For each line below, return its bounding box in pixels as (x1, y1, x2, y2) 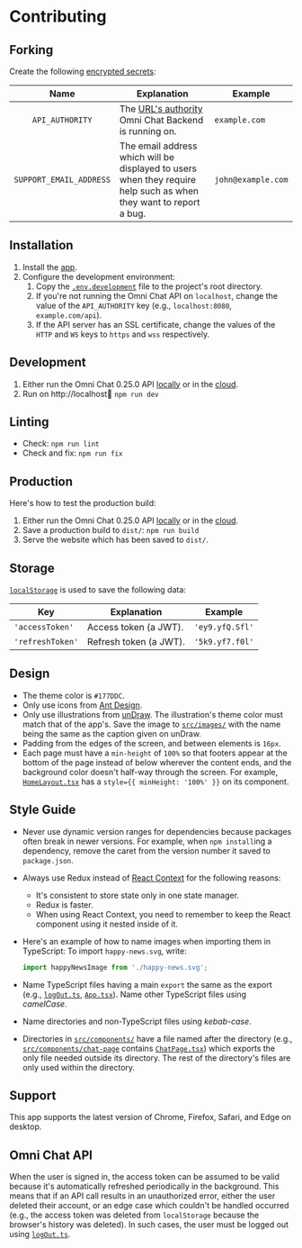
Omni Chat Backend (119, 114, 204, 126)
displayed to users (119, 162, 198, 175)
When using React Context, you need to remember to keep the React (35, 909, 291, 919)
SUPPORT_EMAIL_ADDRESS (13, 175, 111, 185)
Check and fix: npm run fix (22, 448, 123, 458)
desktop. (9, 1121, 42, 1132)
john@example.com (214, 175, 289, 185)
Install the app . (22, 261, 78, 272)
